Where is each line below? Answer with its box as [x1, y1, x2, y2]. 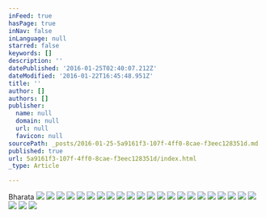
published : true [8, 147, 63, 155]
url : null [15, 124, 49, 132]
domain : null [15, 117, 60, 125]
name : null [15, 110, 53, 118]
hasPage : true [8, 19, 57, 27]
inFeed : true [8, 11, 53, 20]
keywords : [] [8, 49, 53, 57]
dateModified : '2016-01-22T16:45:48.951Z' [8, 72, 154, 80]
